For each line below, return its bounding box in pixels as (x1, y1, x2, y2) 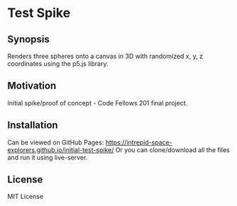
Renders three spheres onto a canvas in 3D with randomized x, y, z (7, 52, 204, 60)
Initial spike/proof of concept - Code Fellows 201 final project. (7, 98, 188, 107)
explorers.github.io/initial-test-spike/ (7, 145, 114, 154)
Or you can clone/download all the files (115, 145, 230, 154)
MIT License (7, 193, 44, 201)
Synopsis (7, 33, 50, 45)
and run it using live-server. (7, 153, 88, 161)
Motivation (7, 80, 57, 92)
